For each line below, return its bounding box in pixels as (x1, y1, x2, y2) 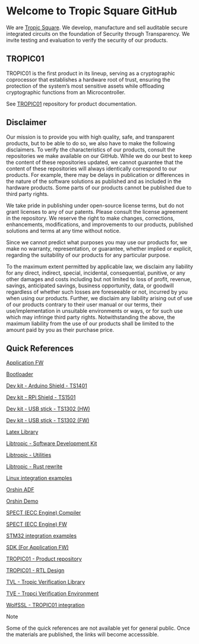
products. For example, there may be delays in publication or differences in (6, 171, 190, 178)
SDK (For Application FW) (6, 544, 70, 551)
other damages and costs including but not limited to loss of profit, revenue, (6, 275, 192, 282)
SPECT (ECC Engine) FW (6, 521, 67, 528)
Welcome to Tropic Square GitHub (6, 4, 178, 18)
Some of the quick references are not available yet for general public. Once (6, 624, 190, 632)
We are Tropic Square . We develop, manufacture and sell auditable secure (6, 24, 188, 31)
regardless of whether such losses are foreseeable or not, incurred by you (6, 288, 188, 295)
